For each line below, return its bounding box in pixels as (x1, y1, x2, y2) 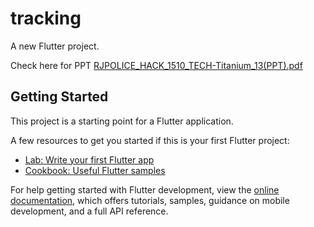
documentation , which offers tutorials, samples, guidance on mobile (10, 194, 290, 206)
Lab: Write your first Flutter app (24, 153, 155, 166)
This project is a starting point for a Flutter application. (10, 115, 234, 127)
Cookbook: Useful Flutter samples (24, 164, 166, 176)
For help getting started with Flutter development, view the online (10, 183, 280, 196)
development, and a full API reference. (10, 205, 169, 217)
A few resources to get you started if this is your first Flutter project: (10, 134, 290, 146)
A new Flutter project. (10, 40, 100, 52)
